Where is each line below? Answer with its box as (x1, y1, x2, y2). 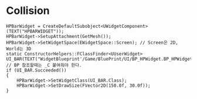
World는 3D (6, 45, 32, 52)
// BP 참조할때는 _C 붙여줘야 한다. (6, 62, 82, 68)
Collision (6, 4, 50, 17)
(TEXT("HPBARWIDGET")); (6, 28, 64, 34)
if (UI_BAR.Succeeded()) (6, 67, 67, 73)
